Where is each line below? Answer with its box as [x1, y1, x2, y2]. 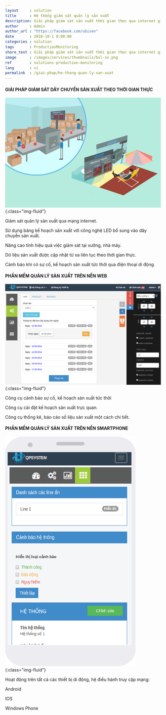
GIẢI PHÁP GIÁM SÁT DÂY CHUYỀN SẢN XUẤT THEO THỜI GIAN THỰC [5, 87, 153, 92]
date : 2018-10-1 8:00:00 [5, 34, 72, 39]
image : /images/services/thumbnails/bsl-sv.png [5, 55, 119, 60]
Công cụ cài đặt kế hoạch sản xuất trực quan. [5, 404, 98, 410]
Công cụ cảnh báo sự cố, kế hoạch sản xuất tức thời [5, 395, 112, 401]
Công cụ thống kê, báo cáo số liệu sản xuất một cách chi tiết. [5, 414, 130, 420]
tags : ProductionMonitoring [5, 45, 79, 49]
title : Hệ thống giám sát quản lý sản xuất [5, 13, 110, 18]
